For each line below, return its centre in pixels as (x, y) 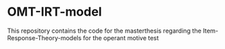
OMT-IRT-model (55, 12)
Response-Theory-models (44, 37)
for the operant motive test (121, 37)
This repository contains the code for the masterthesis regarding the (104, 31)
